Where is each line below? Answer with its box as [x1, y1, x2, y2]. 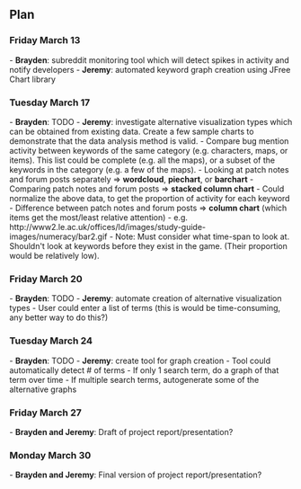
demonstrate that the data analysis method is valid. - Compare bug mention [9, 135, 289, 147]
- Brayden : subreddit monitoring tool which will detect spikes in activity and [9, 54, 289, 66]
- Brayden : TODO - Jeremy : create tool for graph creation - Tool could [9, 355, 271, 366]
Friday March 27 [9, 406, 83, 419]
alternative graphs [9, 384, 77, 395]
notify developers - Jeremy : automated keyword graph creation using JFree [9, 64, 291, 75]
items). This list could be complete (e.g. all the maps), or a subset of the [9, 155, 276, 165]
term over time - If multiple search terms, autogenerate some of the [9, 374, 260, 385]
